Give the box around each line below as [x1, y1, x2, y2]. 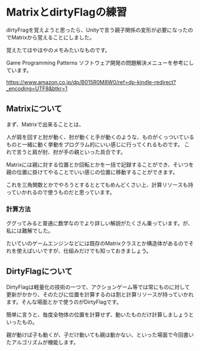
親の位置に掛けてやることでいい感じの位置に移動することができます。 [6, 168, 179, 176]
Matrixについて [6, 104, 63, 114]
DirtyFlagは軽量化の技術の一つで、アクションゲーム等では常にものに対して [6, 283, 190, 290]
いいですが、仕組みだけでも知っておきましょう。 [32, 247, 152, 254]
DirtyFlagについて [6, 266, 73, 276]
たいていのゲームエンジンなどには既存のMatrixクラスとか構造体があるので [6, 240, 189, 247]
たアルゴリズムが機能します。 [6, 338, 79, 346]
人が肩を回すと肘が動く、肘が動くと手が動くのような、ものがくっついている [6, 133, 195, 140]
